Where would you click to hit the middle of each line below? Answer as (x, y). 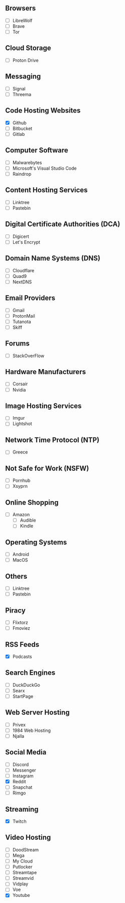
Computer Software (37, 150)
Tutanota (22, 321)
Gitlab (19, 134)
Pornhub (21, 481)
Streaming (22, 809)
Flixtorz (20, 622)
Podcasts (22, 657)
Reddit (19, 782)
